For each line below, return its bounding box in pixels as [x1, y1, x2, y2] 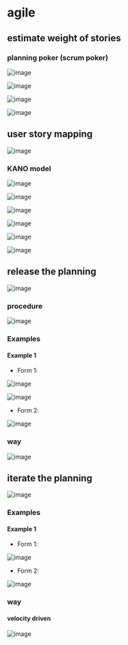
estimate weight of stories [7, 32, 121, 44]
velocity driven [7, 614, 51, 622]
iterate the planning [7, 472, 92, 484]
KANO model [7, 164, 51, 173]
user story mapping [7, 129, 93, 140]
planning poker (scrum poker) [7, 53, 108, 63]
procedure [7, 301, 43, 311]
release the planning [7, 266, 97, 278]
